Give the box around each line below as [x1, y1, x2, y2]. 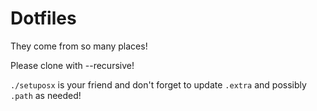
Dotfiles [10, 7, 77, 30]
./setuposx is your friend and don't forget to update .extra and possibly [10, 78, 307, 91]
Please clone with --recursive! [10, 59, 135, 71]
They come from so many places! [10, 40, 148, 52]
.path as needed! [10, 89, 82, 101]
